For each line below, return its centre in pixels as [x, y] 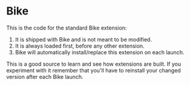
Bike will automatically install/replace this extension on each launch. [100, 52]
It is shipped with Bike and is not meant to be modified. [84, 39]
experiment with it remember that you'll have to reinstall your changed [94, 70]
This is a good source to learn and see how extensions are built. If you [94, 64]
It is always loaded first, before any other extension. [80, 46]
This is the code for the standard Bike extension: [67, 28]
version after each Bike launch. [45, 77]
